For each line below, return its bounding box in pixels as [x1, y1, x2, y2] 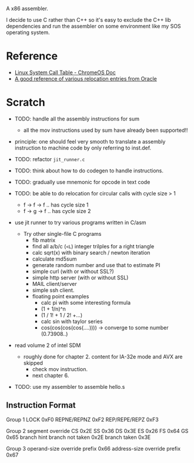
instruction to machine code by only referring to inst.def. [14, 144, 152, 151]
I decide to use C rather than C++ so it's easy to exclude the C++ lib [6, 16, 172, 23]
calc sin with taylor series [41, 318, 103, 325]
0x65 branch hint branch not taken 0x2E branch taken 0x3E [6, 434, 151, 441]
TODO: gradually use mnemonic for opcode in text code [14, 178, 150, 185]
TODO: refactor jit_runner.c [14, 155, 85, 162]
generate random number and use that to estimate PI [32, 261, 160, 268]
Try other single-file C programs [23, 230, 102, 237]
